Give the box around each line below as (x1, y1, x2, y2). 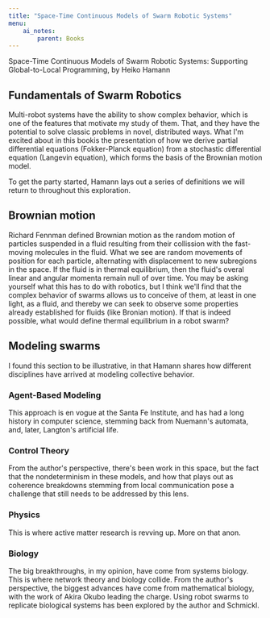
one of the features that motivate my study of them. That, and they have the (8, 119, 260, 128)
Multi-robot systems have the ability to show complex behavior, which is (8, 110, 248, 119)
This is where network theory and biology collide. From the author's (8, 574, 234, 584)
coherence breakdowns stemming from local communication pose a (8, 481, 235, 491)
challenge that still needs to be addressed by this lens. (8, 489, 189, 499)
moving (8, 247, 34, 257)
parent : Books (37, 34, 85, 43)
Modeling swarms (8, 340, 101, 353)
